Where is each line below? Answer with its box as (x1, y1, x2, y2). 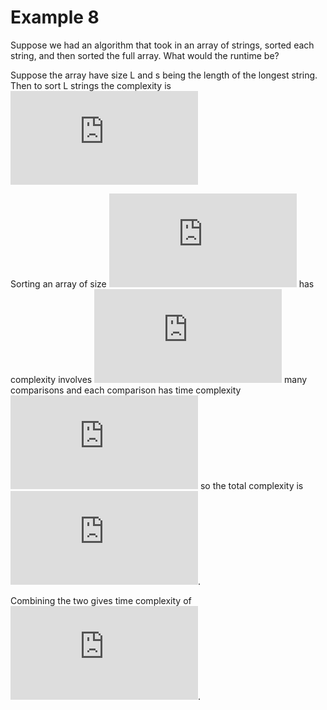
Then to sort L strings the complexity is (10, 79, 172, 91)
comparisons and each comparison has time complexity (10, 384, 242, 396)
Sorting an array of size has (10, 277, 315, 290)
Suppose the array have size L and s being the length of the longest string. (10, 69, 318, 81)
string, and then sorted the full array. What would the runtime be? (10, 49, 280, 61)
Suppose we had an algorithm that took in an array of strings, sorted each (10, 39, 315, 51)
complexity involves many (10, 373, 308, 385)
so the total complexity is (199, 479, 304, 491)
